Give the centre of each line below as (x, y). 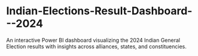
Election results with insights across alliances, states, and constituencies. (96, 46)
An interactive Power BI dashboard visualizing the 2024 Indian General (93, 40)
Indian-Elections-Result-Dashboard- (99, 11)
